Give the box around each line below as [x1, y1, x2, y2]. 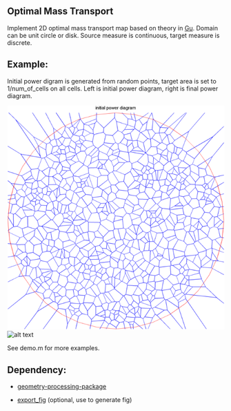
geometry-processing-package [17, 383, 107, 391]
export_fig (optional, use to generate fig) [17, 396, 132, 404]
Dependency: [7, 364, 67, 376]
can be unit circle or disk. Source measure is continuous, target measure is [7, 31, 220, 39]
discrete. [7, 38, 32, 47]
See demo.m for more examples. [7, 344, 100, 352]
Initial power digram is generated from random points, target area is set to [7, 77, 217, 85]
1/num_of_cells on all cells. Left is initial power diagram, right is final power [7, 84, 219, 93]
